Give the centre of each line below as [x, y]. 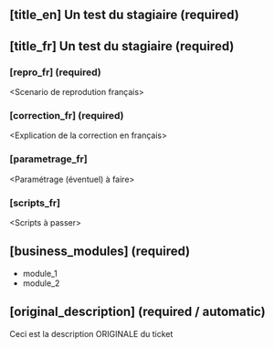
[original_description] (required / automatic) [138, 312]
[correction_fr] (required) [67, 116]
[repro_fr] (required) [56, 72]
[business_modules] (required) [100, 252]
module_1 [40, 273]
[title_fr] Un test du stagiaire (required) [122, 46]
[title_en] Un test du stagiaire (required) [124, 15]
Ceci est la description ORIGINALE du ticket [91, 333]
